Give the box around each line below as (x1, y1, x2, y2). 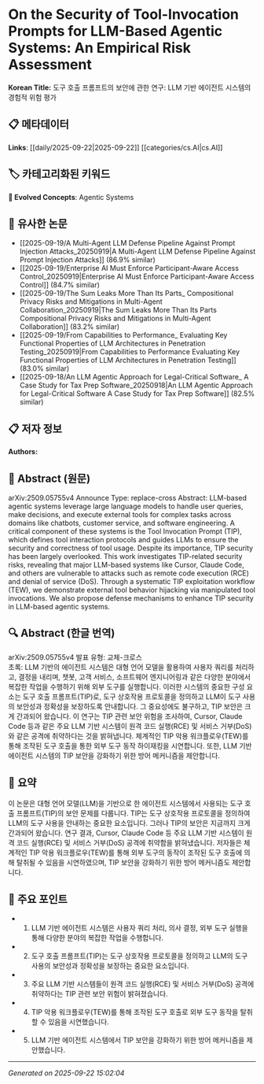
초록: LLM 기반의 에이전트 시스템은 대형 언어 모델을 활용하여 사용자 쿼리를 (8, 662, 234, 671)
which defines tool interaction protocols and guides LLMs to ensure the (8, 535, 239, 544)
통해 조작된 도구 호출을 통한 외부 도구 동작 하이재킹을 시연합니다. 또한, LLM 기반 (8, 741, 252, 750)
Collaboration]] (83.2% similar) (19, 322, 120, 331)
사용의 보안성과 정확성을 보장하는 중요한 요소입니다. (31, 961, 189, 971)
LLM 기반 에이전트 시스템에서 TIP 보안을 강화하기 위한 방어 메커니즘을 (31, 1035, 245, 1045)
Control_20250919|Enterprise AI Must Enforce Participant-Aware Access (19, 272, 255, 281)
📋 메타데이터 (8, 118, 69, 131)
